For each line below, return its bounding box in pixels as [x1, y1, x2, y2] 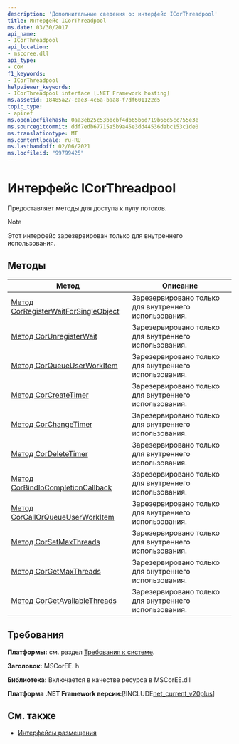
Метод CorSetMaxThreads [11, 537, 101, 547]
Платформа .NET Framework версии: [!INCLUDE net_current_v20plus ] [7, 689, 216, 698]
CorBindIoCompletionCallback [11, 482, 112, 492]
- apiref [7, 110, 33, 117]
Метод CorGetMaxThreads [11, 566, 101, 576]
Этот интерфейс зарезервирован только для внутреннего [7, 231, 184, 239]
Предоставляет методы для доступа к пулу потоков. [7, 204, 167, 212]
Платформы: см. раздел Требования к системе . [7, 648, 155, 656]
